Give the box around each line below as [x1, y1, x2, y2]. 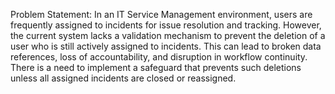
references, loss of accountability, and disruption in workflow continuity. [10, 51, 308, 63]
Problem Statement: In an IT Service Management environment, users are [10, 9, 313, 20]
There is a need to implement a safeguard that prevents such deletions [10, 62, 302, 73]
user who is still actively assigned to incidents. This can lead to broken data [10, 40, 322, 52]
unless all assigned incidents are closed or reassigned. [10, 72, 237, 84]
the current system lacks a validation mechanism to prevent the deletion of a [10, 30, 326, 41]
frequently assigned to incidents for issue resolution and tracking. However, [10, 19, 322, 31]
